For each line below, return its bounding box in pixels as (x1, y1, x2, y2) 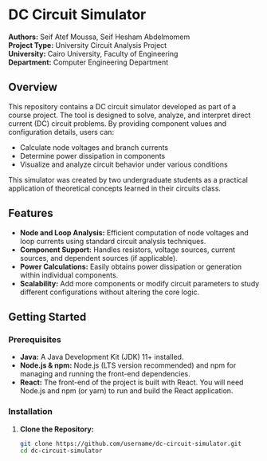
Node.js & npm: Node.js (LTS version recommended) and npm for (19, 361, 237, 370)
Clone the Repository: (19, 424, 94, 434)
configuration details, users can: (8, 127, 114, 136)
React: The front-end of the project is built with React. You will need (19, 377, 244, 388)
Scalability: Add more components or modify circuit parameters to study (19, 278, 260, 288)
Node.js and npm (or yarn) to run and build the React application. (19, 386, 234, 396)
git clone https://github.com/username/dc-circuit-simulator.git (19, 439, 241, 447)
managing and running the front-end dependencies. (19, 369, 190, 379)
